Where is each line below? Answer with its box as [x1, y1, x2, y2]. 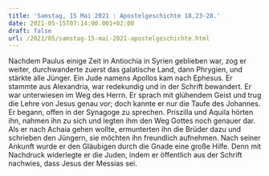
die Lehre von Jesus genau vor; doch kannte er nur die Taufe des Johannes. [8, 99, 261, 108]
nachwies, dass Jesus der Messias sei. [8, 158, 138, 169]
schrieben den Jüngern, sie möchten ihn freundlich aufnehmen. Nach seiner [8, 133, 261, 143]
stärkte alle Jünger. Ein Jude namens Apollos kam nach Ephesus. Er [8, 73, 233, 83]
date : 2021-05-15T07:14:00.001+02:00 [8, 19, 135, 27]
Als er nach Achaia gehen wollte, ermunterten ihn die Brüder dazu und [8, 125, 242, 134]
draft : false [8, 27, 52, 35]
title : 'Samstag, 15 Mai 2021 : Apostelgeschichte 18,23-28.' [8, 11, 221, 20]
